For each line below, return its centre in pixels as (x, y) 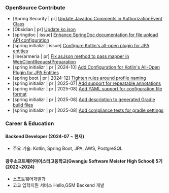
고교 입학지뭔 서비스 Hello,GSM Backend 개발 (58, 185)
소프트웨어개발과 (29, 179)
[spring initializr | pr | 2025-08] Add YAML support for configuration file (87, 89)
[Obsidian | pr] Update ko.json (44, 29)
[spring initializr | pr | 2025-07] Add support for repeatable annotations (87, 83)
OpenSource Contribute (35, 8)
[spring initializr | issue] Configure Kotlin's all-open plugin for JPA (81, 46)
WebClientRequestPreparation (44, 62)
